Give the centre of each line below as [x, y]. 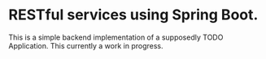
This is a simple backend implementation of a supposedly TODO [116, 37]
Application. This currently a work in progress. [86, 45]
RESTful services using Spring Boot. [133, 15]
